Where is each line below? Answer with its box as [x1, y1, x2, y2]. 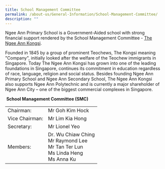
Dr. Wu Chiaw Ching [47, 131, 95, 138]
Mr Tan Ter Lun [47, 143, 83, 150]
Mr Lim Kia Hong [47, 115, 87, 122]
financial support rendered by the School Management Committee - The [5, 35, 152, 41]
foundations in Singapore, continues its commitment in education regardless [5, 66, 161, 71]
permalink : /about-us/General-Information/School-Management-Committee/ [5, 12, 158, 17]
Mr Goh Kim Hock [47, 107, 89, 114]
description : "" [5, 16, 39, 21]
